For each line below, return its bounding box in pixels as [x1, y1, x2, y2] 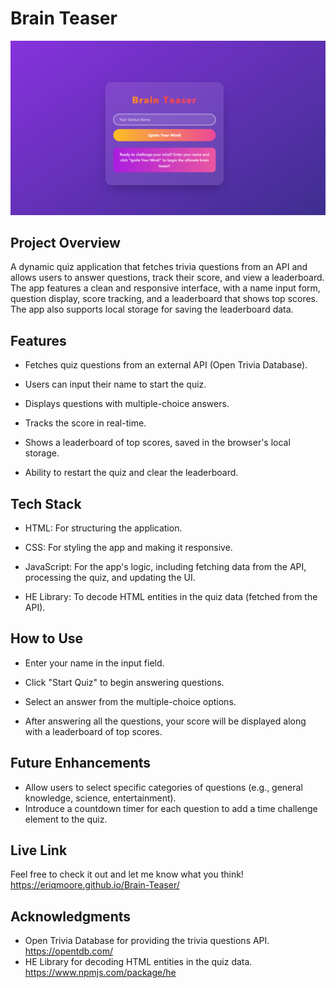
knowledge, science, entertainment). [24, 792, 177, 804]
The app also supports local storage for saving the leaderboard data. [10, 303, 294, 316]
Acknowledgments [10, 908, 132, 925]
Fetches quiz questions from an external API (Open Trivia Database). [24, 359, 308, 371]
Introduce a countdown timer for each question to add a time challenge [24, 802, 318, 814]
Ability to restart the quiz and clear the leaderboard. [24, 467, 239, 479]
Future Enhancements [10, 755, 152, 772]
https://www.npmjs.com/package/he [24, 967, 177, 979]
